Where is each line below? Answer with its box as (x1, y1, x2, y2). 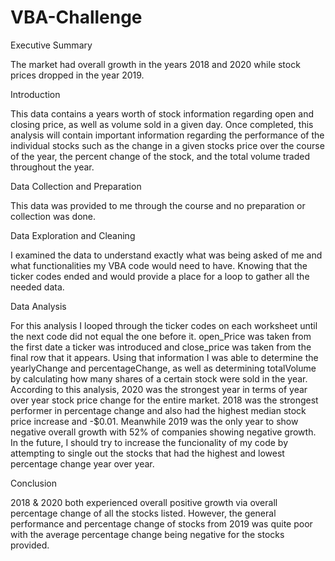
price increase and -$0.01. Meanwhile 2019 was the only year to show (10, 415, 299, 427)
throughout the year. (10, 161, 95, 173)
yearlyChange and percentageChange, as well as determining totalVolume (10, 362, 317, 374)
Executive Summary (10, 39, 93, 51)
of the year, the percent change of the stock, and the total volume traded (10, 150, 311, 162)
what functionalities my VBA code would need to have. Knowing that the (10, 259, 308, 271)
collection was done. (10, 210, 96, 222)
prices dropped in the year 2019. (10, 69, 145, 81)
